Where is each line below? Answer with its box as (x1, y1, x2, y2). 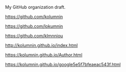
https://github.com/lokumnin (5, 23, 63, 29)
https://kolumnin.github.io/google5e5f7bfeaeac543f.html (5, 62, 121, 67)
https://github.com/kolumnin (5, 14, 63, 19)
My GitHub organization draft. (5, 4, 66, 10)
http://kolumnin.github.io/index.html (5, 42, 78, 48)
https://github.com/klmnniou (5, 33, 63, 38)
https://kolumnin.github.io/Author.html (5, 52, 83, 58)
